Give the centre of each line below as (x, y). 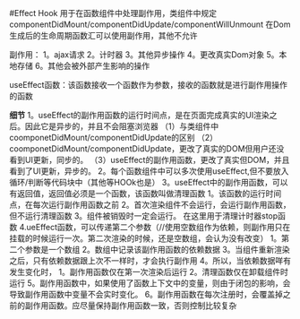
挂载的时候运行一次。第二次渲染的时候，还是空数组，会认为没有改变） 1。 (146, 238)
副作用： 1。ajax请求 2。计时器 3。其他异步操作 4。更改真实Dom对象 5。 (144, 55)
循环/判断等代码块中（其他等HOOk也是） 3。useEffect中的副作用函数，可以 (149, 182)
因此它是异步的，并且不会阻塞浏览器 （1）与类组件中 (122, 126)
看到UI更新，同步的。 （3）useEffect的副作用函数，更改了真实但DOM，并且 (150, 160)
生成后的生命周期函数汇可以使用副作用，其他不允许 (103, 35)
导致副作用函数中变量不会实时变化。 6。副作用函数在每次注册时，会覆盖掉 (146, 294)
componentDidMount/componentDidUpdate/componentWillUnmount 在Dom (150, 24)
